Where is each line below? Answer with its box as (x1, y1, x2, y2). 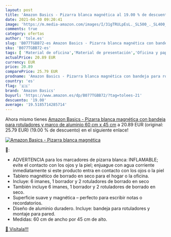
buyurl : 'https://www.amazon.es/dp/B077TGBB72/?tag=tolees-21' (5, 93, 142, 98)
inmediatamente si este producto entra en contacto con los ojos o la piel (12, 168, 164, 174)
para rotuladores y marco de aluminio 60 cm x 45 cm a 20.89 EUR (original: (5, 122, 163, 128)
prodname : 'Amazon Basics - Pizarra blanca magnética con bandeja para (5, 74, 160, 79)
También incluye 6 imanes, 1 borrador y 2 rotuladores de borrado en (12, 184, 156, 190)
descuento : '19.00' (5, 97, 47, 102)
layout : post (5, 7, 33, 13)
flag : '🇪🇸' (5, 83, 31, 88)
